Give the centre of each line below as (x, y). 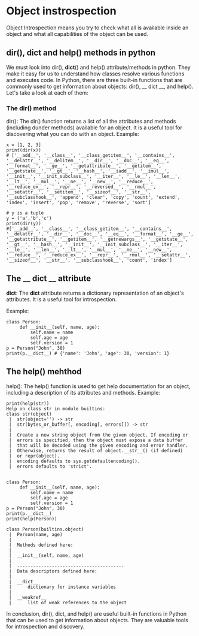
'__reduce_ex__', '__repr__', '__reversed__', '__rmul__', (81, 187)
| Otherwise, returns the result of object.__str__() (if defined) (96, 450)
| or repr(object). (34, 456)
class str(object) (29, 414)
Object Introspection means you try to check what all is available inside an (97, 28)
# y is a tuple (25, 213)
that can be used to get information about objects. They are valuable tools (97, 620)
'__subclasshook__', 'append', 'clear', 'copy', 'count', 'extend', (93, 198)
